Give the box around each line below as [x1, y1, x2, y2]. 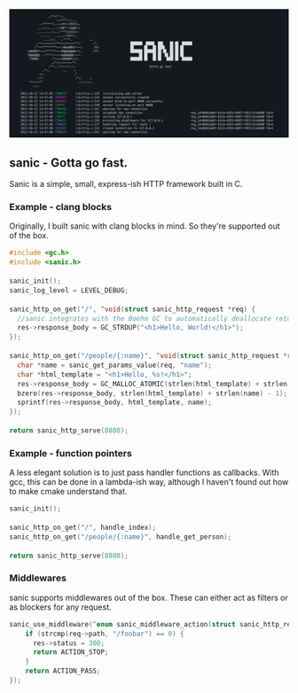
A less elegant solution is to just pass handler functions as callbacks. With [9, 467, 279, 478]
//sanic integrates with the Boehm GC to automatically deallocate [17, 314, 272, 323]
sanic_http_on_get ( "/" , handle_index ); [9, 523, 157, 532]
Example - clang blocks [9, 201, 113, 214]
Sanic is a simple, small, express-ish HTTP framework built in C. [9, 179, 243, 190]
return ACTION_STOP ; [32, 648, 109, 657]
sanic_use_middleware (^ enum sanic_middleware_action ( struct [9, 619, 237, 628]
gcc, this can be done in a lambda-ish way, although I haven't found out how [9, 477, 289, 487]
